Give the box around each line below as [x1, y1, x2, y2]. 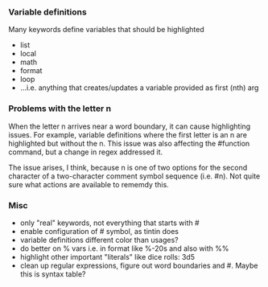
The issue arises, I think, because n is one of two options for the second [8, 162, 248, 172]
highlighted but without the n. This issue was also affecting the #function [8, 138, 250, 148]
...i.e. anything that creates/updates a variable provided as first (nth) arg [19, 83, 259, 92]
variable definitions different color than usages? [19, 235, 179, 244]
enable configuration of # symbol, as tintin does [19, 226, 179, 236]
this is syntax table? [19, 269, 86, 279]
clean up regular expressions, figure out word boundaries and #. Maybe [19, 260, 258, 270]
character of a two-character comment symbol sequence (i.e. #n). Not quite [8, 171, 261, 181]
